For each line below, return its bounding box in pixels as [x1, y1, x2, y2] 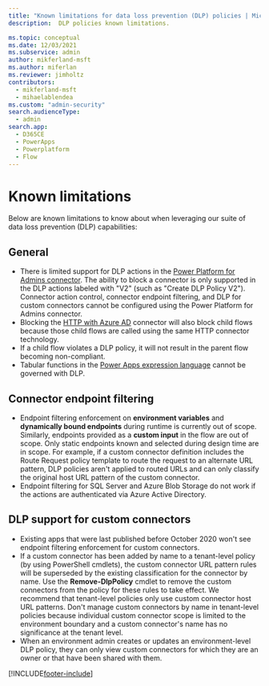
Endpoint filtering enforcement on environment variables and [19, 413, 224, 423]
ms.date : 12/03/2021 [8, 41, 78, 49]
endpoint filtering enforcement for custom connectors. [19, 542, 200, 552]
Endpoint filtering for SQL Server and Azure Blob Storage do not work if [19, 481, 256, 491]
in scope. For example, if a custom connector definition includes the [19, 447, 245, 456]
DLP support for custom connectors [8, 513, 191, 527]
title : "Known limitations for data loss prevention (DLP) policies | [8, 11, 249, 20]
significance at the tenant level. [19, 628, 124, 637]
